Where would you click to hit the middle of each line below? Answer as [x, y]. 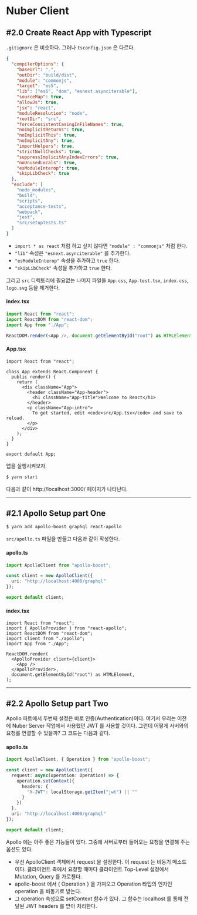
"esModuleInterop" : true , [48, 168]
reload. [16, 418]
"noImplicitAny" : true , [46, 141]
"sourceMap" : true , [40, 97]
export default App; [31, 454]
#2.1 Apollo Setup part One [56, 513]
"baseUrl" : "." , [37, 69]
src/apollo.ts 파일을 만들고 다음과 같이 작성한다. [63, 539]
